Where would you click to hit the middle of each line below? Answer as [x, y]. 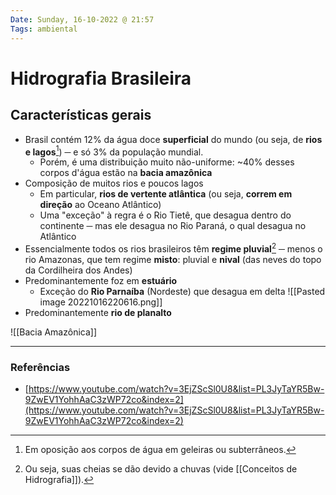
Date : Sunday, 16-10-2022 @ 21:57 [82, 19]
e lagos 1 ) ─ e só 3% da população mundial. [114, 151]
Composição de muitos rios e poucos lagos [114, 183]
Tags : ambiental [44, 29]
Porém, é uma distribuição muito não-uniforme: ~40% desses [167, 162]
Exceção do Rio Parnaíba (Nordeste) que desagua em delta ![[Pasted [182, 291]
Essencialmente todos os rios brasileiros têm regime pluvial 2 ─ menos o [173, 248]
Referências [40, 367]
